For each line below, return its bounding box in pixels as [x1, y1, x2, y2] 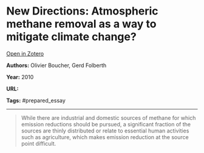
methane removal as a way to [6, 17, 157, 31]
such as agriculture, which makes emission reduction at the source [21, 133, 189, 140]
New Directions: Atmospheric [6, 4, 159, 18]
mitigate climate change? [6, 30, 137, 44]
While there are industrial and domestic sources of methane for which [21, 114, 196, 122]
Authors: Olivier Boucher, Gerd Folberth [6, 62, 107, 69]
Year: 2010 [6, 73, 34, 80]
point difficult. [21, 140, 56, 147]
